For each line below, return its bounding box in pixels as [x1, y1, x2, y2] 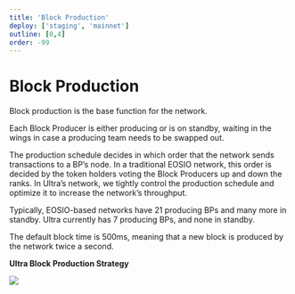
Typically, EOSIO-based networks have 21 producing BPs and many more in [9, 205, 287, 216]
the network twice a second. [9, 241, 114, 252]
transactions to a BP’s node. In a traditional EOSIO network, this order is [9, 159, 272, 170]
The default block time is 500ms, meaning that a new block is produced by [9, 232, 283, 242]
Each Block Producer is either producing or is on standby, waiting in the [9, 123, 272, 134]
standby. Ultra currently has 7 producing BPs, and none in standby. [9, 215, 256, 225]
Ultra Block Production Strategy [9, 258, 129, 269]
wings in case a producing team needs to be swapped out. [9, 133, 225, 143]
